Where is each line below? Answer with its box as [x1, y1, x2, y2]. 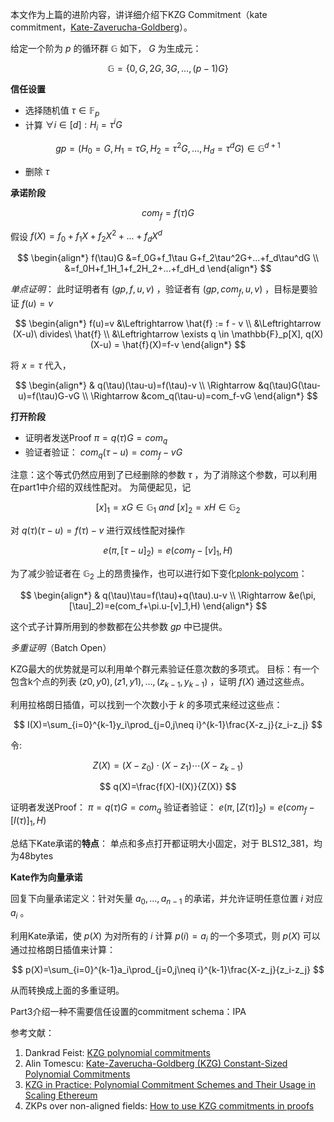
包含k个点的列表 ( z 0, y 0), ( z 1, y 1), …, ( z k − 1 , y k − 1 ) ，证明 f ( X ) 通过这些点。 [10, 675, 310, 690]
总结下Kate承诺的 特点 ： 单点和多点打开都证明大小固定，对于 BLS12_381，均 [10, 837, 323, 849]
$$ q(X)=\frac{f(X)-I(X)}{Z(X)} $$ [99, 781, 237, 793]
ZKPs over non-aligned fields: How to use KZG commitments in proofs [24, 1100, 315, 1112]
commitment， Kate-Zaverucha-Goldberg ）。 [10, 21, 193, 33]
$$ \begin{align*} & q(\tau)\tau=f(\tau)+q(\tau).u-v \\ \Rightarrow [19, 589, 287, 601]
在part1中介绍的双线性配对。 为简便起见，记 [10, 481, 192, 493]
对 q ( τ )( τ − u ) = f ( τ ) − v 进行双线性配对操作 [10, 524, 186, 537]
